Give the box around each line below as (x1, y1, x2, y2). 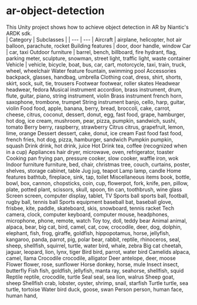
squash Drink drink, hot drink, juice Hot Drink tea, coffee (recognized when (6, 142, 188, 149)
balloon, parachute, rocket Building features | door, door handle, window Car (6, 42, 191, 49)
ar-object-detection (6, 4, 105, 18)
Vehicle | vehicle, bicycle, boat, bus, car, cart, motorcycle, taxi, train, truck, (6, 61, 186, 68)
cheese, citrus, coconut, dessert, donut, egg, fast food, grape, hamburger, (6, 110, 186, 118)
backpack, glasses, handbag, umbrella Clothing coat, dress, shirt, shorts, (6, 73, 183, 81)
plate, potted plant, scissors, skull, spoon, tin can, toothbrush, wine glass (6, 186, 182, 193)
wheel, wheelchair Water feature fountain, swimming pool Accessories (6, 67, 177, 74)
